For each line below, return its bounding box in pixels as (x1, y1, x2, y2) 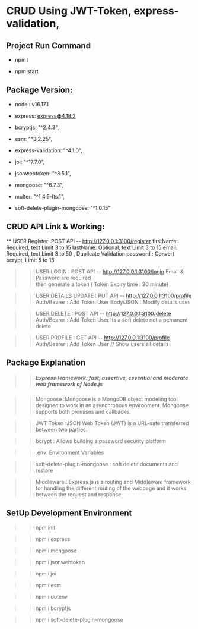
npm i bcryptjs (35, 605, 71, 612)
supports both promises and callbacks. (35, 408, 131, 415)
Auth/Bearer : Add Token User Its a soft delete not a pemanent (35, 316, 188, 323)
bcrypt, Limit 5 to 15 (6, 256, 55, 263)
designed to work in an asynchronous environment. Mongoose (35, 401, 189, 408)
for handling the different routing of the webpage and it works (35, 485, 187, 492)
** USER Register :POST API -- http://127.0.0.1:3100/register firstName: (6, 237, 178, 244)
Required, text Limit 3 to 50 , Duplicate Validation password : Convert (6, 250, 175, 257)
